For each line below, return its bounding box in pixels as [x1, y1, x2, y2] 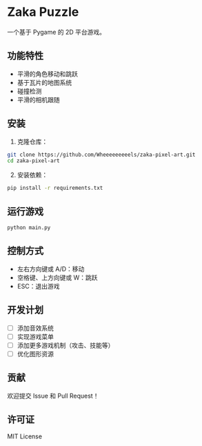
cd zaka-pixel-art [7, 157, 60, 164]
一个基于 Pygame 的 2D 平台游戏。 [7, 28, 105, 36]
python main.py [7, 224, 51, 231]
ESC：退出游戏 [17, 282, 60, 290]
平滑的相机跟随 [17, 95, 60, 104]
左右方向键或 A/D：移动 [17, 264, 85, 273]
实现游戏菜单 [17, 332, 54, 340]
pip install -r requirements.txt [7, 184, 103, 192]
